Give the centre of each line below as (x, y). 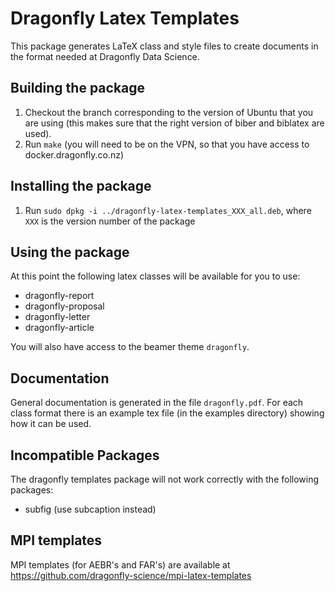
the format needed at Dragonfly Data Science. (105, 56)
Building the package (78, 88)
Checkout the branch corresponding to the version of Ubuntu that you (169, 112)
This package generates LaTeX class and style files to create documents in (164, 46)
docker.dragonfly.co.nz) (74, 154)
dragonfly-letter (57, 317)
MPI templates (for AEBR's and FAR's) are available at (120, 564)
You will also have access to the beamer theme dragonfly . (130, 347)
